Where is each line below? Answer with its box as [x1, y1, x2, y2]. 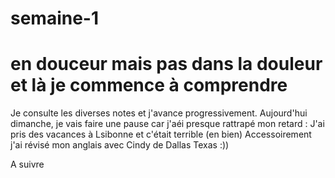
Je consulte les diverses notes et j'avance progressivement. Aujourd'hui [10, 107, 308, 119]
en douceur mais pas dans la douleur [10, 53, 323, 76]
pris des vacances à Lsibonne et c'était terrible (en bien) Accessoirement [10, 128, 312, 141]
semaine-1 [10, 7, 100, 30]
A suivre [10, 158, 45, 171]
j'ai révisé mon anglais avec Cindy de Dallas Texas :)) [10, 139, 230, 151]
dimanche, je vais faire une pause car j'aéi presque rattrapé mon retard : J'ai [10, 118, 325, 130]
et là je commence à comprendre [10, 74, 288, 97]
